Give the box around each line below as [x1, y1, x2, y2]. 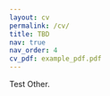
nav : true [9, 37, 47, 47]
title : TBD [9, 29, 50, 38]
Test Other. [9, 79, 51, 89]
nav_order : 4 [9, 46, 58, 55]
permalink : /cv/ [9, 21, 70, 30]
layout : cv [9, 12, 50, 22]
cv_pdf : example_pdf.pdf [9, 54, 102, 63]
